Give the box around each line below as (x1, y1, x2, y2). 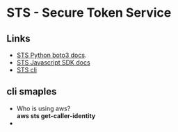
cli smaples (6, 85, 57, 98)
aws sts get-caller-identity (16, 111, 96, 119)
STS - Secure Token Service (6, 5, 172, 21)
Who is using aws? (16, 104, 71, 113)
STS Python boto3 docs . (16, 51, 87, 59)
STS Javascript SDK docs (16, 58, 91, 67)
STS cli (16, 66, 38, 74)
